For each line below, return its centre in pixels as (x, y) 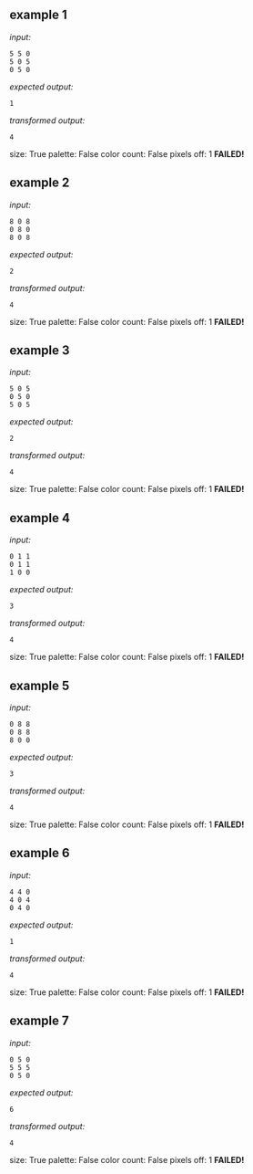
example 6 (40, 853)
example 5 (40, 685)
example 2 (40, 183)
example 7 (40, 1021)
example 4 (40, 518)
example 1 (39, 15)
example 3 (40, 351)
